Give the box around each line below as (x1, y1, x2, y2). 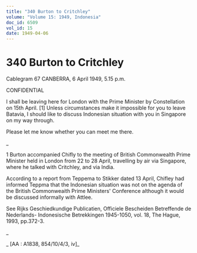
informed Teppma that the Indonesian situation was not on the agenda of (6, 181, 183, 188)
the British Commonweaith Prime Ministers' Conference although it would (6, 188, 184, 195)
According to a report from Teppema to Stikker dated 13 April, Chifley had (6, 175, 185, 182)
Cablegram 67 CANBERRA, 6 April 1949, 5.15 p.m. (6, 75, 126, 82)
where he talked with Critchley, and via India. (6, 164, 115, 171)
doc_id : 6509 (6, 19, 38, 25)
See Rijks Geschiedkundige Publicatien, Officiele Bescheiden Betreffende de (6, 205, 192, 212)
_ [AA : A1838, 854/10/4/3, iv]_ (6, 241, 80, 248)
